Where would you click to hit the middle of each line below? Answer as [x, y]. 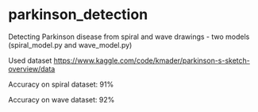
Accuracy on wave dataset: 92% [62, 99]
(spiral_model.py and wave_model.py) [70, 44]
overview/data [32, 68]
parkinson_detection [78, 15]
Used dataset [30, 60]
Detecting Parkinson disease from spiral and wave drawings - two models [129, 37]
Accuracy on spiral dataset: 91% [61, 84]
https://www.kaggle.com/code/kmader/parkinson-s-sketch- [152, 60]
